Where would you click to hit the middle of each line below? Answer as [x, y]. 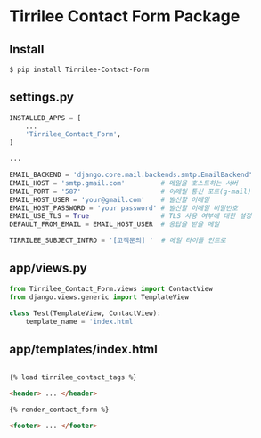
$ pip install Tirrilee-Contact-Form [79, 69]
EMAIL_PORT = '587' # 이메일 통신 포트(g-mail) [130, 191]
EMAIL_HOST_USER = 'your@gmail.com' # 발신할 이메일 [110, 199]
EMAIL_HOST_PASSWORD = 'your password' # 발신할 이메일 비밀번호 [124, 208]
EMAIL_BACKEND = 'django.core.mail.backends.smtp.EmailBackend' [131, 175]
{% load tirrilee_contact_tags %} [73, 377]
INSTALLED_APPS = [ [45, 118]
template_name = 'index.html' [82, 321]
